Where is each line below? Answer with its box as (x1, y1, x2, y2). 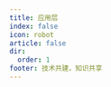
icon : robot (9, 30, 54, 39)
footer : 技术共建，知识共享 (9, 64, 103, 73)
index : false (9, 22, 59, 31)
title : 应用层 (9, 13, 59, 23)
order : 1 (17, 55, 51, 64)
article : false (9, 38, 67, 48)
